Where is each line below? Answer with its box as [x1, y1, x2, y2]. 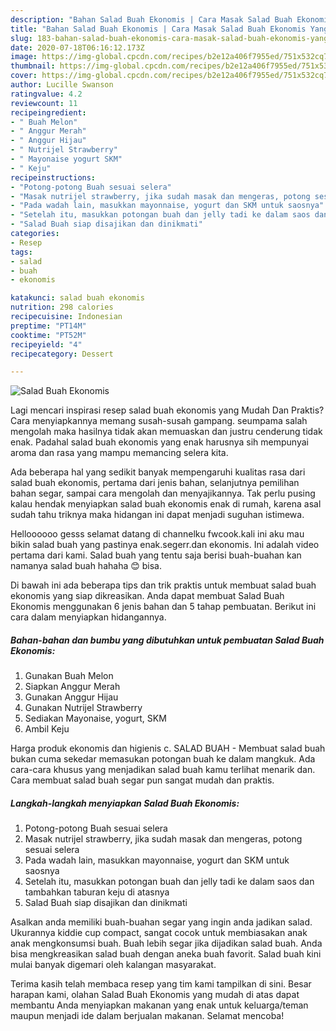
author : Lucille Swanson [10, 80, 114, 90]
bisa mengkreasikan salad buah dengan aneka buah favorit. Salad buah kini [10, 948, 322, 960]
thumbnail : [10, 61, 56, 71]
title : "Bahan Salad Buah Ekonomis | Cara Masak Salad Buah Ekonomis [10, 24, 307, 34]
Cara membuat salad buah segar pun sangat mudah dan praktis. [10, 774, 275, 786]
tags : [10, 247, 33, 257]
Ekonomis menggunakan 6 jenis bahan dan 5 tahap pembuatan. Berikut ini [10, 601, 317, 613]
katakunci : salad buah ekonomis [10, 293, 145, 303]
